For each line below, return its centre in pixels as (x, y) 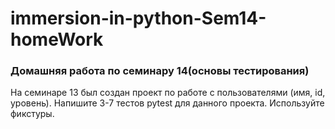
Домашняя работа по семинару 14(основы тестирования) (160, 71)
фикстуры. (32, 114)
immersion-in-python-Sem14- (138, 18)
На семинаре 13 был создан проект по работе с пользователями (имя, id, (168, 93)
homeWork (57, 39)
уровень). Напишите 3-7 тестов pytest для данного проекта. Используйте (167, 103)
